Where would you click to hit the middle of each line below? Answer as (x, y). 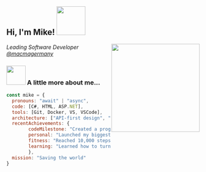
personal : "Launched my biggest (70, 135)
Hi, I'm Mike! (31, 32)
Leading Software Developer (43, 47)
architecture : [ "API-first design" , (59, 118)
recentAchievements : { (41, 124)
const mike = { (26, 95)
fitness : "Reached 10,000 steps (70, 141)
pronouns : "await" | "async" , (50, 101)
